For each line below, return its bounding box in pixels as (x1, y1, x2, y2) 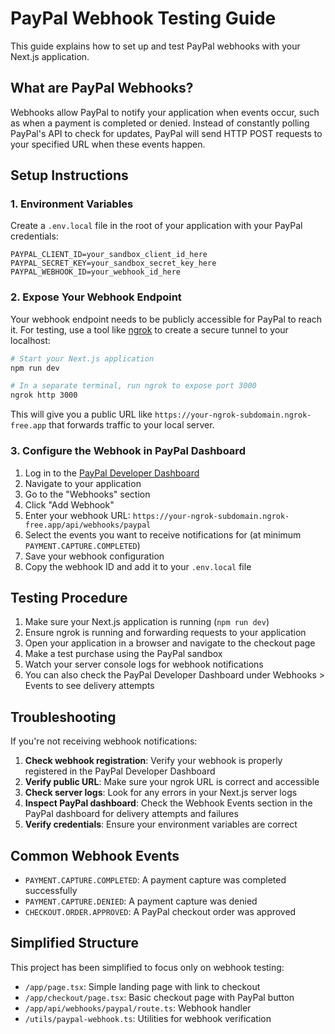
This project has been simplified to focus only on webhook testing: (10, 961, 285, 973)
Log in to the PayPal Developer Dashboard (24, 467, 200, 479)
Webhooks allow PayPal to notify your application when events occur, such (10, 106, 320, 118)
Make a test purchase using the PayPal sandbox (24, 648, 223, 660)
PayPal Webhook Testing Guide (10, 7, 277, 30)
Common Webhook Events (10, 847, 180, 864)
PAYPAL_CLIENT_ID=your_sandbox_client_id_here (10, 250, 208, 260)
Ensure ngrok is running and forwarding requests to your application (24, 627, 307, 639)
